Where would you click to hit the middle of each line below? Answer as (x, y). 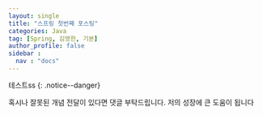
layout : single (34, 16)
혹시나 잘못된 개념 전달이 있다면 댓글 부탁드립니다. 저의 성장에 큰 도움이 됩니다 (131, 102)
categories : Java (38, 31)
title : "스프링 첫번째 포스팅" (53, 23)
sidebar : (25, 53)
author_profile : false (46, 46)
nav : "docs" (38, 62)
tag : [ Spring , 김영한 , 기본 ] (53, 38)
